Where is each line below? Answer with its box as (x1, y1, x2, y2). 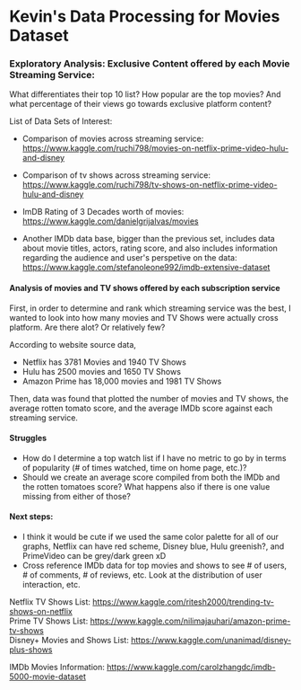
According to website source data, (9, 339, 137, 349)
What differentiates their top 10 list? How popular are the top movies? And (9, 89, 281, 100)
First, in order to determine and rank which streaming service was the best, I (9, 303, 291, 314)
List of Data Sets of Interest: (9, 116, 113, 127)
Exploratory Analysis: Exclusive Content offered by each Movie (9, 57, 290, 70)
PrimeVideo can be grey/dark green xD (21, 551, 167, 562)
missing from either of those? (21, 491, 132, 501)
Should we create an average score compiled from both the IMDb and (21, 472, 280, 482)
